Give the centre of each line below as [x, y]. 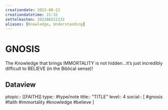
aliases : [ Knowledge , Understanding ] [45, 24]
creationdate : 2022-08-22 [33, 10]
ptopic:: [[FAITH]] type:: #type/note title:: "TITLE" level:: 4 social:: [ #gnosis [84, 97]
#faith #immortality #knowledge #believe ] [50, 102]
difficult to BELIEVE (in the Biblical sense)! [49, 68]
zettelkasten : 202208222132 [35, 19]
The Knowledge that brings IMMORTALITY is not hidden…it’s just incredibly [84, 63]
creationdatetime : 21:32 [32, 15]
